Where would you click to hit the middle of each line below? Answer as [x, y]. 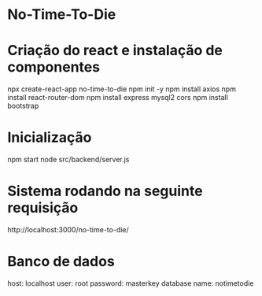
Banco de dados [61, 262]
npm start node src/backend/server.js [68, 160]
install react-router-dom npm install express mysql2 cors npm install [118, 98]
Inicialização [50, 137]
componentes [54, 67]
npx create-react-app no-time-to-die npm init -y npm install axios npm [122, 89]
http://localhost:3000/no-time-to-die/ [68, 229]
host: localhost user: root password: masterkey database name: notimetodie [131, 283]
